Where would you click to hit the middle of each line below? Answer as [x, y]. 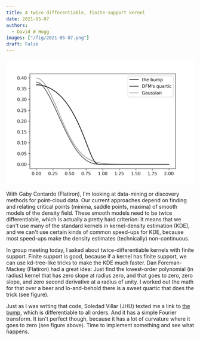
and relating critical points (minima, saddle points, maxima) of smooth [92, 206]
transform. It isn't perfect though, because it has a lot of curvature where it [98, 319]
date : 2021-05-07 [28, 19]
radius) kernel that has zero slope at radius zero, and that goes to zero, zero [99, 275]
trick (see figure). [27, 294]
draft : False [22, 44]
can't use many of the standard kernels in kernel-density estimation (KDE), [98, 226]
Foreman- [170, 263]
